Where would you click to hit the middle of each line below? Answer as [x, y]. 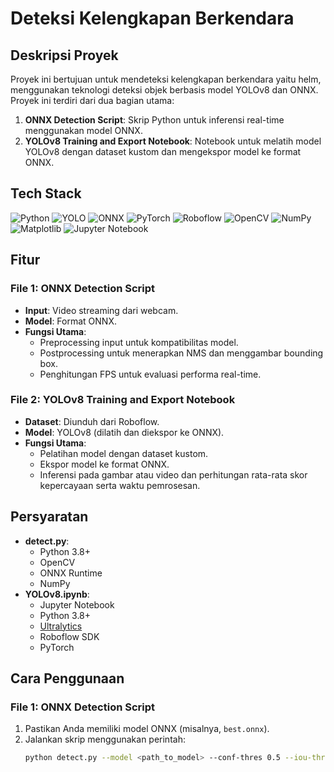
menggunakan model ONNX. [83, 130]
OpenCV [57, 562]
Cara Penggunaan [67, 678]
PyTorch [57, 647]
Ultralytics [61, 626]
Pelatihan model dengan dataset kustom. [124, 453]
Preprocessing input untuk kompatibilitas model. [139, 342]
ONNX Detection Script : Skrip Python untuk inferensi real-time [154, 120]
